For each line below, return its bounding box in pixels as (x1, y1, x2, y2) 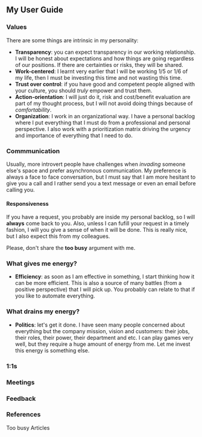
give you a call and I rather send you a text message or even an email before (6, 179, 196, 187)
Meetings (6, 378, 35, 386)
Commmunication (6, 147, 60, 155)
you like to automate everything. (14, 292, 95, 299)
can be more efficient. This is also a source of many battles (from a (14, 279, 182, 287)
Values (6, 23, 27, 31)
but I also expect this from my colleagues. (6, 232, 110, 240)
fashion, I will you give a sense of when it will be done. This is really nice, (6, 226, 188, 234)
